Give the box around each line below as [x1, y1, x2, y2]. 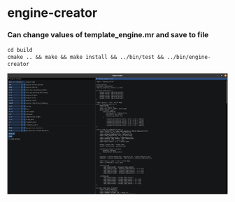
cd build [7, 47, 33, 54]
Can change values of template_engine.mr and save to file [7, 30, 209, 40]
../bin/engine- [166, 54, 211, 61]
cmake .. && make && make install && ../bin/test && [7, 54, 164, 61]
